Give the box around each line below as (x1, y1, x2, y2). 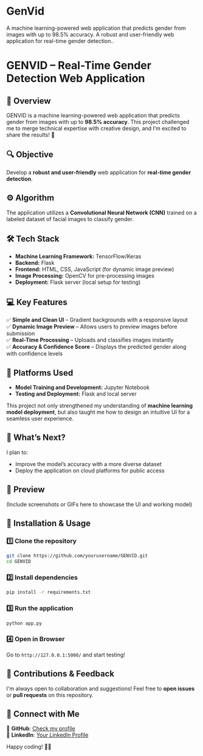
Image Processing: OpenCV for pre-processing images (15, 272, 155, 280)
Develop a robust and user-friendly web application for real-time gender (6, 168, 191, 176)
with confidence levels (6, 350, 63, 357)
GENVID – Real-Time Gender (6, 59, 152, 72)
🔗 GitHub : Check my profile (6, 725, 75, 732)
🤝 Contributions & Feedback (6, 668, 114, 679)
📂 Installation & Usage (6, 518, 91, 529)
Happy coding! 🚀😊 (6, 743, 52, 751)
